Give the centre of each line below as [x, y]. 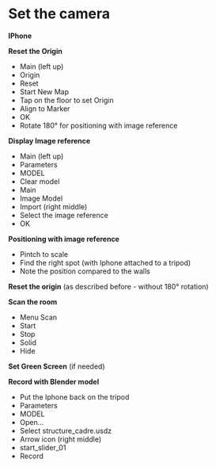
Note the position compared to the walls [85, 271]
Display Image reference [49, 140]
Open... [32, 422]
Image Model [41, 198]
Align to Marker [45, 109]
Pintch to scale [44, 254]
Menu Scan [38, 317]
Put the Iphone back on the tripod [74, 396]
